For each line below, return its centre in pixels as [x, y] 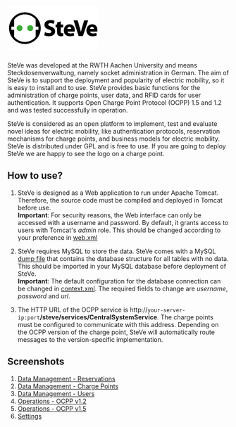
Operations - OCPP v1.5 [52, 408]
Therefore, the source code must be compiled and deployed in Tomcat [120, 200]
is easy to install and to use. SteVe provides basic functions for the [104, 87]
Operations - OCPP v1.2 [52, 401]
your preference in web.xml [57, 237]
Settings [30, 416]
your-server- [167, 310]
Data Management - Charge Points [68, 386]
